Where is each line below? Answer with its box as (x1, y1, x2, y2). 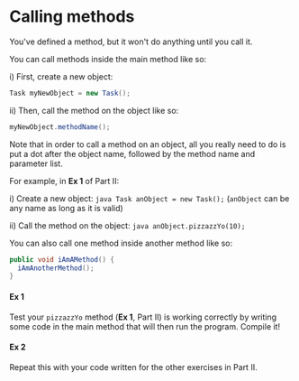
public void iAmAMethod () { (9, 255, 115, 264)
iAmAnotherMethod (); (17, 264, 95, 273)
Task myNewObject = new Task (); (9, 88, 131, 98)
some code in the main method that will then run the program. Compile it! (9, 321, 281, 331)
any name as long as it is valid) (9, 202, 123, 213)
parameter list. (9, 158, 63, 169)
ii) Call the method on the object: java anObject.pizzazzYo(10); (9, 219, 246, 231)
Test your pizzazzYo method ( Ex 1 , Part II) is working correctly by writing (9, 311, 277, 322)
